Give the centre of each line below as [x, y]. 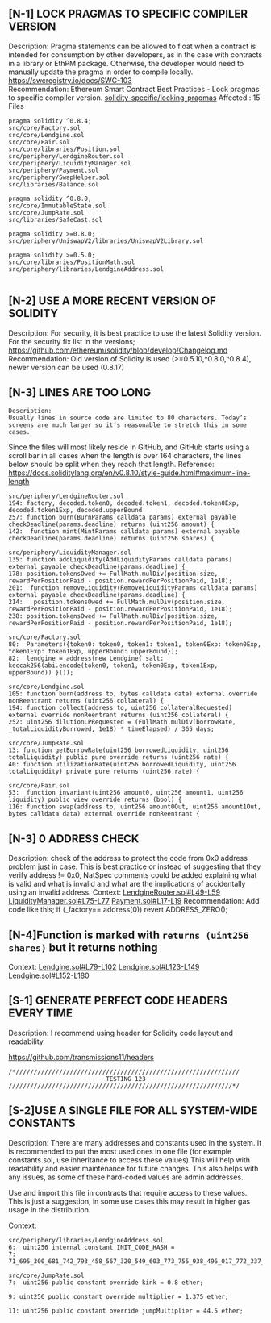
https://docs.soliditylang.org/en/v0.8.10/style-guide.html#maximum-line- [129, 473]
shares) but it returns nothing [83, 947]
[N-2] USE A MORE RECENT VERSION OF [112, 301]
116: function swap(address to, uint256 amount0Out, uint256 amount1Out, [135, 807]
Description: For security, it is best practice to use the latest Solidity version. [135, 333]
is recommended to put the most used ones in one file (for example [120, 1151]
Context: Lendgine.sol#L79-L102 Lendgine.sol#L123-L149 [104, 967]
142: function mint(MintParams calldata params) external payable [124, 532]
